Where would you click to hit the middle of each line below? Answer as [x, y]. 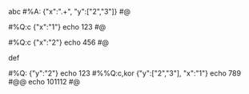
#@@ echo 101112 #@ [44, 82]
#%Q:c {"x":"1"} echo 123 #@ [57, 27]
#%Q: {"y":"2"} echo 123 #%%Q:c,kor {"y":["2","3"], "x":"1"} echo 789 [125, 73]
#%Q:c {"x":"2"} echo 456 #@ [59, 42]
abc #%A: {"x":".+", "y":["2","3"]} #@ [69, 12]
